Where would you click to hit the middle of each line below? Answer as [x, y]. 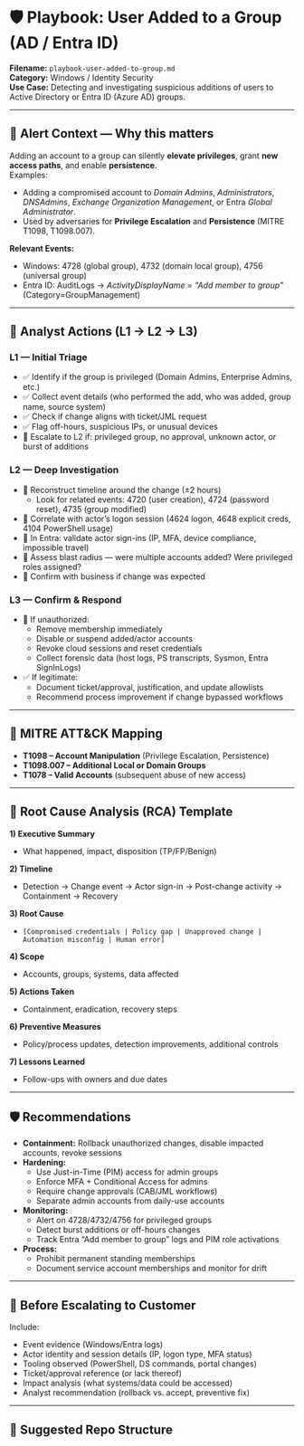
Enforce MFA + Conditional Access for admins [122, 1182]
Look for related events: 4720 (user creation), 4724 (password [152, 499]
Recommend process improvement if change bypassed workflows [159, 697]
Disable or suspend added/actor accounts [114, 639]
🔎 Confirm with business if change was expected [114, 576]
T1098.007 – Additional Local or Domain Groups [114, 765]
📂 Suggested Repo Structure [91, 1429]
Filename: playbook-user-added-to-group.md [92, 68]
